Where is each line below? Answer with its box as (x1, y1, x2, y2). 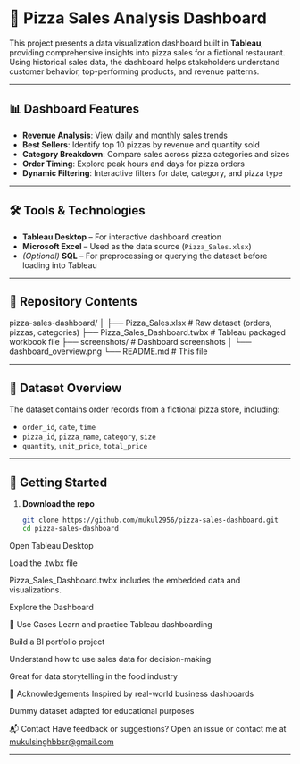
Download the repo (21, 499, 96, 508)
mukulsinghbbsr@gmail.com (9, 736, 114, 747)
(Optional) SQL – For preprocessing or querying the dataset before (21, 250, 268, 261)
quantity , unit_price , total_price (21, 441, 148, 451)
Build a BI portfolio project (9, 636, 105, 647)
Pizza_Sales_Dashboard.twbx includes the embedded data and (9, 575, 241, 585)
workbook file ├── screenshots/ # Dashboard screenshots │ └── (9, 337, 252, 348)
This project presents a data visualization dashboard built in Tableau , (9, 38, 263, 48)
